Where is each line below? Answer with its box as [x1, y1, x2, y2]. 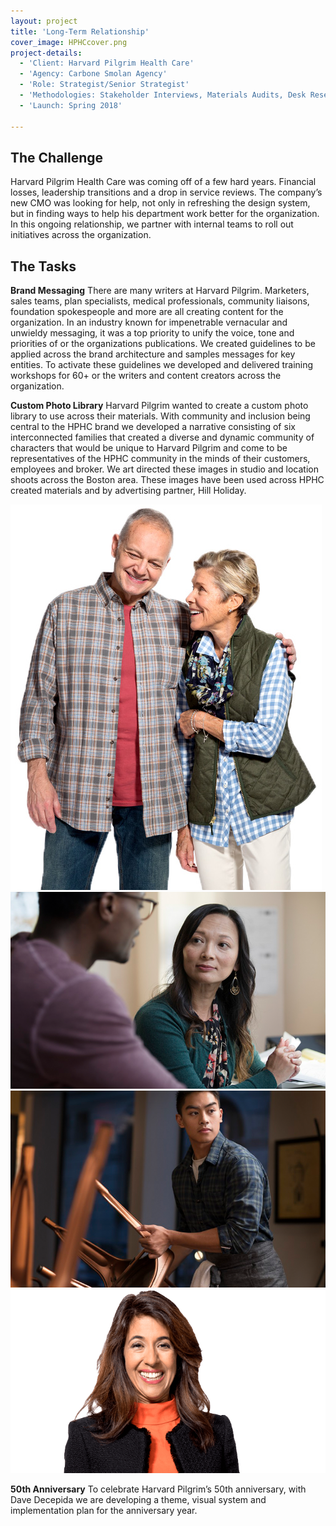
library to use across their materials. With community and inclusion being [10, 410, 311, 422]
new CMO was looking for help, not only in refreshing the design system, [10, 197, 311, 209]
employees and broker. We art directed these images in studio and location [10, 463, 319, 475]
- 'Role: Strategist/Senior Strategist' [19, 80, 190, 90]
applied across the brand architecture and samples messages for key [10, 348, 296, 360]
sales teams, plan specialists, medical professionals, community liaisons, [10, 295, 310, 307]
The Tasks [10, 258, 77, 275]
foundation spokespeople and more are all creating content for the [10, 306, 284, 318]
